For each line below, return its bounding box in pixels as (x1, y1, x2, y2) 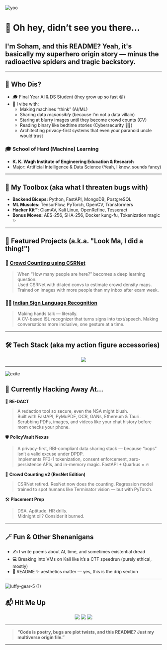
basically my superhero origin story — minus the (5, 50, 159, 58)
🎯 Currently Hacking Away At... (5, 385, 103, 394)
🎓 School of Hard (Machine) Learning (5, 145, 99, 152)
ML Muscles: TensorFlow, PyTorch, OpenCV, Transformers (12, 201, 133, 207)
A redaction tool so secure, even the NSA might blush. (17, 408, 128, 414)
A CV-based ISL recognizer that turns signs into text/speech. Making (17, 316, 159, 322)
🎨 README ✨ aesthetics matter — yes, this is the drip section (12, 569, 138, 575)
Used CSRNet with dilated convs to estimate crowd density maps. (17, 282, 152, 288)
